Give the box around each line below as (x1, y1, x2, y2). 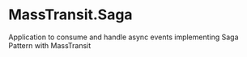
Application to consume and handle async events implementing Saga (8, 32, 239, 42)
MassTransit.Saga (8, 6, 133, 24)
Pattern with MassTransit (8, 40, 92, 50)
